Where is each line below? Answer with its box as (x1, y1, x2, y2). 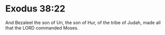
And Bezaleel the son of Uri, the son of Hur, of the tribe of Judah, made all (5, 19, 161, 25)
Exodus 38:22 (5, 3, 66, 14)
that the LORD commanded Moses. (5, 24, 79, 30)
